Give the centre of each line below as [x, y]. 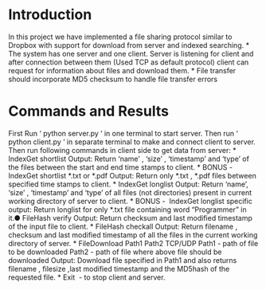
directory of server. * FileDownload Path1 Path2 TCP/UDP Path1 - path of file [133, 243]
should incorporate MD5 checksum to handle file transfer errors [113, 79]
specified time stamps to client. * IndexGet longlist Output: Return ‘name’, [128, 184]
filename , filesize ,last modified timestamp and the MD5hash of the [119, 268]
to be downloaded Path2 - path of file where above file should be [115, 252]
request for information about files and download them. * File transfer [122, 70]
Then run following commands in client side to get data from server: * [122, 150]
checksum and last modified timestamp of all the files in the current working [133, 235]
